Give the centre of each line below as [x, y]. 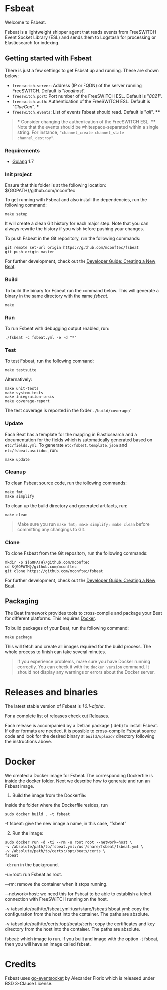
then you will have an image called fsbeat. [48, 944]
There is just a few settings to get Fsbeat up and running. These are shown [82, 70]
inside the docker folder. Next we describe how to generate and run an [78, 781]
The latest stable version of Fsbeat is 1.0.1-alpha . [55, 706]
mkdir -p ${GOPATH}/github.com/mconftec [48, 562]
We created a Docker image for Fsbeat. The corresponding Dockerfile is [79, 775]
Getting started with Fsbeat [48, 59]
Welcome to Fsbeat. [26, 22]
